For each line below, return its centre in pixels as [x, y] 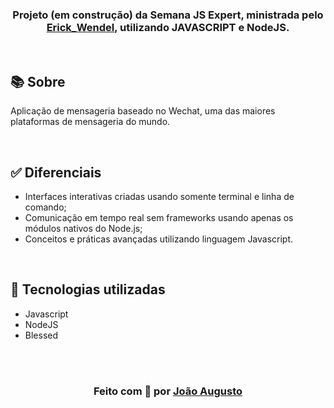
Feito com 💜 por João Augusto [168, 391]
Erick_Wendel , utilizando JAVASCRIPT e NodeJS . [168, 27]
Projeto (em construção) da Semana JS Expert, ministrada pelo [168, 15]
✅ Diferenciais [56, 172]
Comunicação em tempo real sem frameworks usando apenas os [159, 217]
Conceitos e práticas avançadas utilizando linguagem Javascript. [159, 239]
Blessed [41, 335]
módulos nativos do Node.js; [83, 228]
